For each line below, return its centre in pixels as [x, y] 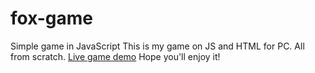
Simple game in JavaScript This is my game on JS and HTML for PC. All [157, 46]
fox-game [52, 18]
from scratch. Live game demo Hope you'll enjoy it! [115, 56]
